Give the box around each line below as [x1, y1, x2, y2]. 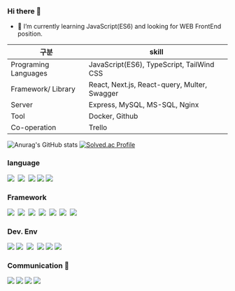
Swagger [88, 89, 119, 99]
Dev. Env [7, 227, 38, 236]
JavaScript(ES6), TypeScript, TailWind [88, 59, 215, 69]
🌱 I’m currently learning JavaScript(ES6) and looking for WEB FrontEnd [17, 22, 222, 31]
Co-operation [10, 122, 57, 132]
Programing [10, 59, 50, 69]
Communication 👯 [7, 261, 70, 271]
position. [17, 29, 43, 38]
